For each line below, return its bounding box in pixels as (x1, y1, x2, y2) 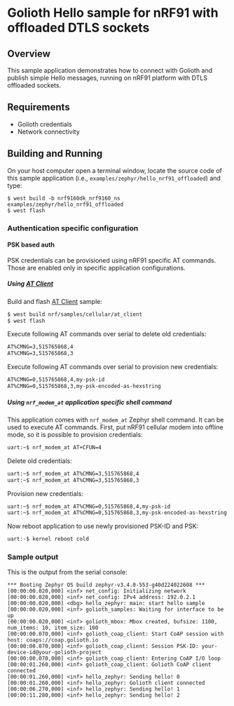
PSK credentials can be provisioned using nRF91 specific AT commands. (7, 256, 216, 264)
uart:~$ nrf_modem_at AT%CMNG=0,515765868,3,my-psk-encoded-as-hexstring (7, 509, 228, 516)
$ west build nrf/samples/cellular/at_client (7, 310, 142, 318)
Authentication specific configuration (7, 223, 139, 233)
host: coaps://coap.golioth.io (7, 637, 99, 644)
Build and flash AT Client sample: (7, 297, 103, 305)
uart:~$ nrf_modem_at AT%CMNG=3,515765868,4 (7, 470, 139, 477)
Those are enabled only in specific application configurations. (7, 263, 186, 272)
